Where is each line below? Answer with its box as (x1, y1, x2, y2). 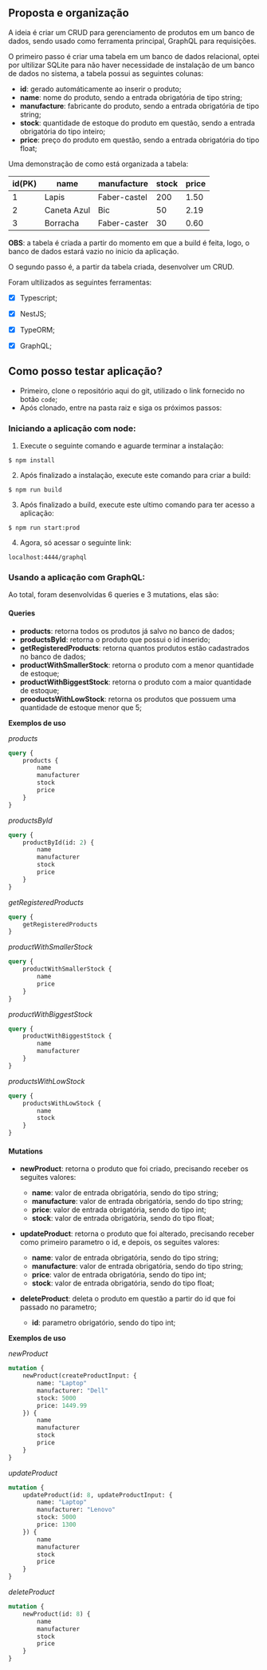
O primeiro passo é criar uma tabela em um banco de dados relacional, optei (8, 51, 260, 61)
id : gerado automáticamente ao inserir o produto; (19, 84, 182, 94)
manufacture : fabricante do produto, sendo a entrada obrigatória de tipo (19, 101, 260, 110)
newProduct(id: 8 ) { (22, 1610, 91, 1618)
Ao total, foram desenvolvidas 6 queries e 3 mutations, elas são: (8, 590, 219, 600)
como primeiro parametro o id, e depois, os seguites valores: (19, 1238, 220, 1247)
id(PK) (12, 177, 37, 189)
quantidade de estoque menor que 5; (19, 703, 142, 712)
